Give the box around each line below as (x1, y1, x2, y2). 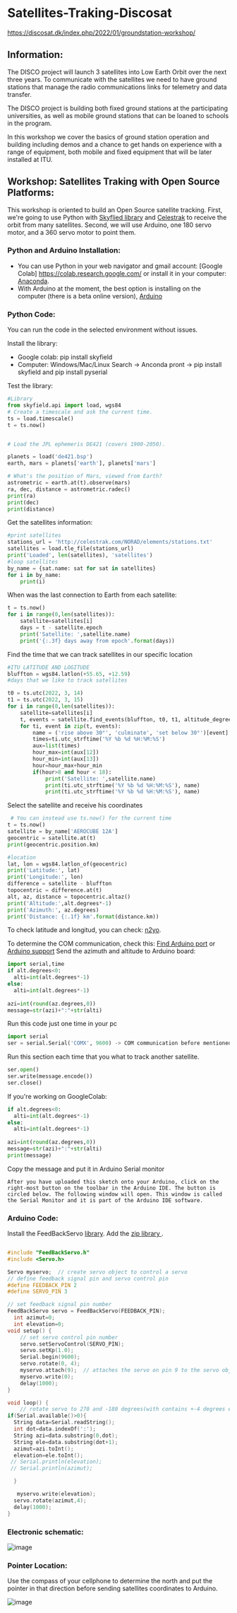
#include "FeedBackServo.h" (7, 1250, 90, 1257)
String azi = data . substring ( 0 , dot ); (13, 1432, 119, 1439)
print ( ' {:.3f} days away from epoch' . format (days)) (20, 637, 175, 644)
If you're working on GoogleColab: (7, 1092, 107, 1100)
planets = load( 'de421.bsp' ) (7, 453, 93, 460)
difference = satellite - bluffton (7, 880, 112, 887)
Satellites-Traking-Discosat (7, 5, 173, 21)
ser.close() (7, 1079, 42, 1086)
